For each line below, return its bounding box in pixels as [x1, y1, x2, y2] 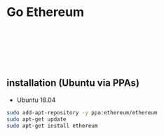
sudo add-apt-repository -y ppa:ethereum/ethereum [6, 109, 158, 116]
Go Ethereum [6, 4, 85, 20]
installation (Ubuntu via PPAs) [6, 77, 139, 89]
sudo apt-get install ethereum [6, 122, 98, 129]
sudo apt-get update [6, 116, 67, 123]
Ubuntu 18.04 [16, 96, 56, 104]
